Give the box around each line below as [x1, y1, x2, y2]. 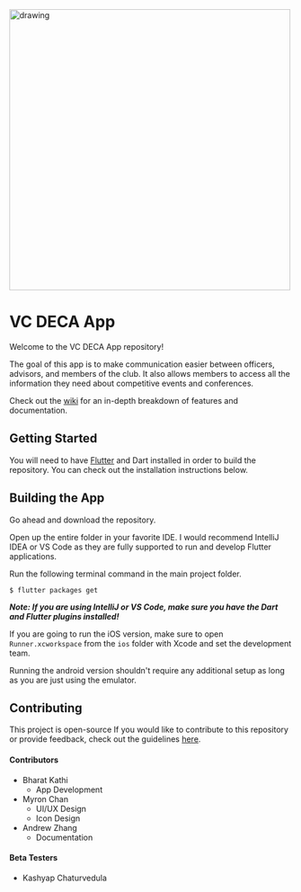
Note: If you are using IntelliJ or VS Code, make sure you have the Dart [9, 602, 279, 612]
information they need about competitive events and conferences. [9, 378, 254, 388]
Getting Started [9, 431, 98, 446]
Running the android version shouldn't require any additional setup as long [9, 665, 285, 675]
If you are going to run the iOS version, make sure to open [9, 629, 224, 639]
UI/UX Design [35, 803, 87, 814]
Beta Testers [9, 852, 58, 863]
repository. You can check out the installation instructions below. [9, 464, 249, 475]
